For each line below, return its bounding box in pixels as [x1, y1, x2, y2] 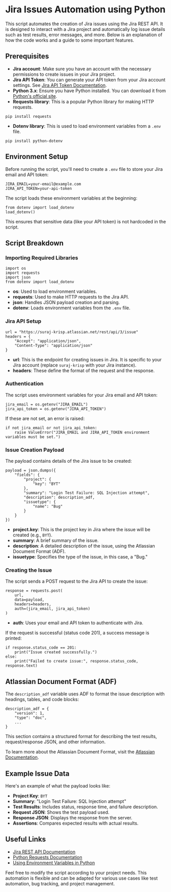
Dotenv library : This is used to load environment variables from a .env [12, 123, 161, 129]
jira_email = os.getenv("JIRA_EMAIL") [5, 401, 88, 407]
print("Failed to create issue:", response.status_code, [14, 659, 139, 664]
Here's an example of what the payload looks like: [5, 783, 111, 789]
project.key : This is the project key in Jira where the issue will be [12, 527, 151, 533]
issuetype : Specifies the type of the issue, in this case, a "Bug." [12, 554, 148, 560]
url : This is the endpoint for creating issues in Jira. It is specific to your [12, 356, 162, 362]
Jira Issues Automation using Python [5, 4, 166, 15]
